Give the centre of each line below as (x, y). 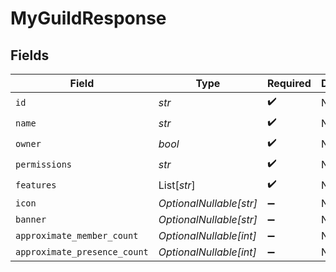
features (36, 185)
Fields (30, 55)
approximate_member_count (77, 235)
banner (31, 219)
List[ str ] (177, 185)
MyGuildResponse (88, 18)
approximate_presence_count (82, 252)
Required (289, 83)
